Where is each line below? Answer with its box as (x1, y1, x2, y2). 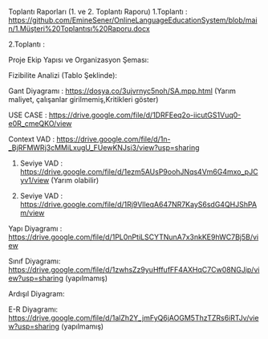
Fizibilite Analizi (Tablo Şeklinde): (8, 71, 118, 80)
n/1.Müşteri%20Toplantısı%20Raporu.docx (8, 24, 150, 33)
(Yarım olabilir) (51, 176, 99, 185)
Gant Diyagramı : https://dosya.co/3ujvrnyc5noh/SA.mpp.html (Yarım (8, 86, 237, 96)
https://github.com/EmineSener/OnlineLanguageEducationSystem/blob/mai (8, 15, 258, 25)
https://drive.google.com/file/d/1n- (56, 134, 171, 144)
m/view (19, 208, 45, 218)
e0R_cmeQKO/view (8, 119, 72, 128)
